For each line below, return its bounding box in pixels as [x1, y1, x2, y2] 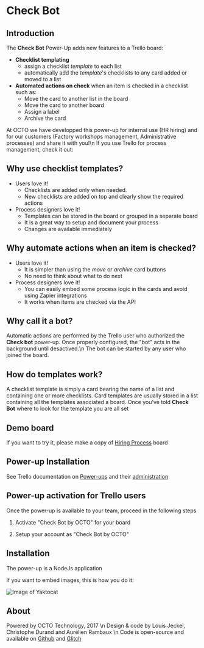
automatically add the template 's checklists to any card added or [24, 69, 188, 76]
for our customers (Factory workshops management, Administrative [6, 133, 177, 140]
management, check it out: [6, 146, 74, 153]
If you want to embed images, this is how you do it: [6, 576, 134, 584]
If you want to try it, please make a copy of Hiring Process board [6, 439, 169, 446]
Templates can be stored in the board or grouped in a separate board [24, 212, 198, 219]
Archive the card [24, 114, 66, 122]
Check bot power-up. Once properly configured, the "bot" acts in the [6, 339, 180, 346]
